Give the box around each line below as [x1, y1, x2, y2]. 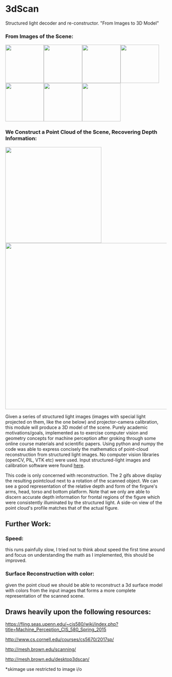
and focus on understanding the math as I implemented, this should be [5, 552, 155, 558]
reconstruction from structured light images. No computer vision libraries [5, 451, 160, 457]
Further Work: [5, 519, 51, 528]
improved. [5, 557, 27, 563]
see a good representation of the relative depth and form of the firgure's [5, 483, 158, 489]
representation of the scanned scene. [5, 593, 84, 599]
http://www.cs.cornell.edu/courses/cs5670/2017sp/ [5, 637, 114, 643]
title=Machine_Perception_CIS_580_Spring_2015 [5, 626, 106, 632]
